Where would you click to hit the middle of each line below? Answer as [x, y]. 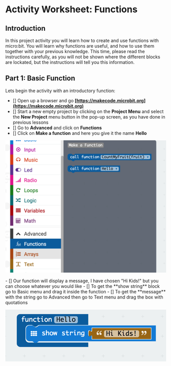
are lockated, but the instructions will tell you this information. [70, 62]
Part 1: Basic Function [40, 78]
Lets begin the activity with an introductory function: [60, 90]
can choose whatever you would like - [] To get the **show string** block [82, 286]
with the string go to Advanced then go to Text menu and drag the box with [84, 297]
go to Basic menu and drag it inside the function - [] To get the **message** [86, 292]
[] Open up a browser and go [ [45, 100]
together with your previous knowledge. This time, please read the [75, 51]
